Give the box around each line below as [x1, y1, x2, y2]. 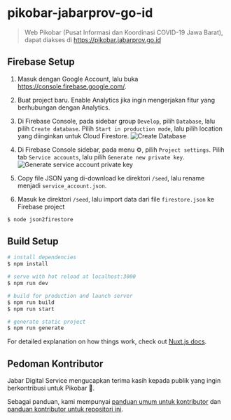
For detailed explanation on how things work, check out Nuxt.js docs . [7, 337, 207, 346]
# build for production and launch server [7, 292, 133, 299]
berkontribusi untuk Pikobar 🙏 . [7, 384, 95, 393]
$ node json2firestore [7, 216, 73, 223]
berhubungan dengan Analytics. [17, 103, 111, 112]
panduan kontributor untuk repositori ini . [7, 405, 124, 414]
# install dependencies [7, 254, 77, 261]
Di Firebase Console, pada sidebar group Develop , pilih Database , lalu [17, 117, 216, 125]
